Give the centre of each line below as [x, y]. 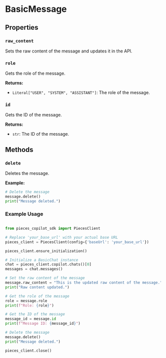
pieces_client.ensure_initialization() [46, 251]
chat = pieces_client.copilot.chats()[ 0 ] [48, 264]
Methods [19, 150]
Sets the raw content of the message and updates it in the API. [69, 51]
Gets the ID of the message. [34, 115]
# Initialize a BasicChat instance [42, 260]
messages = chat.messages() [34, 269]
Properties [22, 27]
